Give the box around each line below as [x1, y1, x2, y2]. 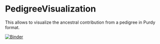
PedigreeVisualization [5, 3, 96, 15]
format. [5, 24, 20, 30]
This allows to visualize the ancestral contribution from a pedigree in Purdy [5, 19, 156, 25]
